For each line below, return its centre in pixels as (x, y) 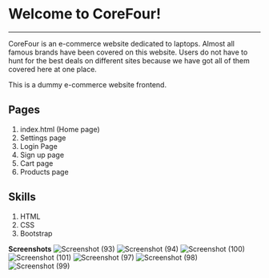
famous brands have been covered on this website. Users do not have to (128, 52)
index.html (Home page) (60, 129)
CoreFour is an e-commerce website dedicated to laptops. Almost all (121, 43)
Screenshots (30, 248)
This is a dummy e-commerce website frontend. (87, 84)
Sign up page (42, 155)
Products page (44, 171)
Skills (22, 197)
